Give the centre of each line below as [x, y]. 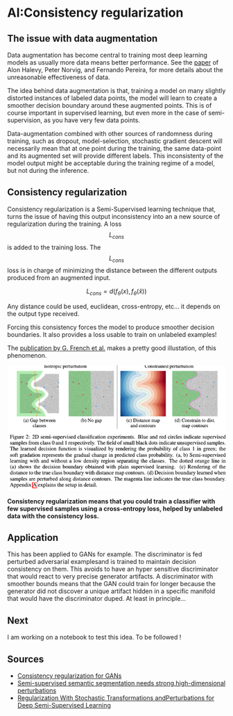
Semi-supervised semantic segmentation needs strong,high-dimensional [121, 683]
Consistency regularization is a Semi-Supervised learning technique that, [112, 209]
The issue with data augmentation [83, 39]
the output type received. [43, 314]
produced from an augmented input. [59, 278]
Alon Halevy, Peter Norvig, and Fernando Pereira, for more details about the [115, 70]
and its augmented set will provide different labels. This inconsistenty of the [115, 156]
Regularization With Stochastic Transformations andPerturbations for [116, 698]
